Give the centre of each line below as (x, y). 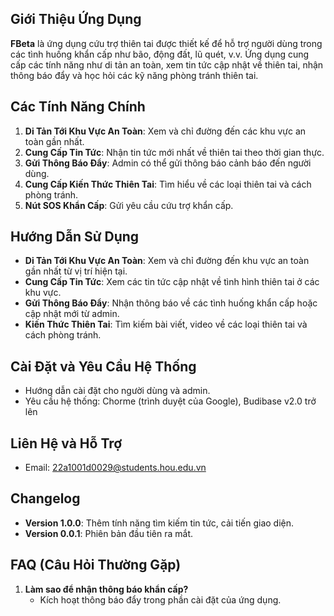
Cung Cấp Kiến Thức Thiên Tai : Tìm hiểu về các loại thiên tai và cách (168, 184)
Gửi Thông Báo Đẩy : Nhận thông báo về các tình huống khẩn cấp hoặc (171, 303)
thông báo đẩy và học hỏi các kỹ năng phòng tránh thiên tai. (134, 75)
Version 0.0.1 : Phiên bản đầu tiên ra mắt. (108, 533)
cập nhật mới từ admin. (72, 314)
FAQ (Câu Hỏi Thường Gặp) (96, 565)
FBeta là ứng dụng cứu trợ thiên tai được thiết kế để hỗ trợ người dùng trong (166, 43)
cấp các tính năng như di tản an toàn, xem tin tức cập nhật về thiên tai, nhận (167, 64)
